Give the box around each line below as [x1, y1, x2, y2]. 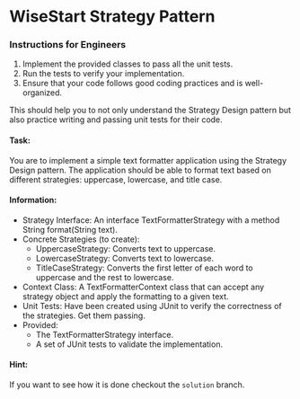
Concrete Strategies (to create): [22, 234, 140, 244]
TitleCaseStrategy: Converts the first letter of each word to [35, 262, 253, 273]
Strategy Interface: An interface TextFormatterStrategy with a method [22, 214, 280, 226]
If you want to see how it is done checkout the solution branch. [9, 379, 245, 390]
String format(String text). [22, 224, 119, 235]
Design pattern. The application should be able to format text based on [9, 164, 272, 175]
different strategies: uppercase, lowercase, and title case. [9, 173, 223, 185]
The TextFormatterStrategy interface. [35, 329, 173, 340]
